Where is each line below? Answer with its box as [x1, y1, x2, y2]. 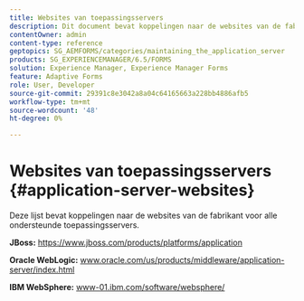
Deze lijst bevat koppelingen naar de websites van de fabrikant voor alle [9, 210, 278, 221]
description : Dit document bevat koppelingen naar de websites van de [9, 22, 281, 31]
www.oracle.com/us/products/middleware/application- [80, 255, 285, 266]
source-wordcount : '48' [9, 106, 100, 115]
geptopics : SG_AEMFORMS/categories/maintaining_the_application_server [9, 47, 285, 56]
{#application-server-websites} [9, 180, 255, 201]
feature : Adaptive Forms [9, 72, 103, 81]
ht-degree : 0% [9, 114, 63, 123]
